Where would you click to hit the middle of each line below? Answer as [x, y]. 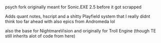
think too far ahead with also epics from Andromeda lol [60, 21]
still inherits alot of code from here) [40, 36]
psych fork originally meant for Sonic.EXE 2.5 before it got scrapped [73, 7]
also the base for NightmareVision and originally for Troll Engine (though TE [81, 31]
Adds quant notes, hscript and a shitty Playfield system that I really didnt [78, 16]
